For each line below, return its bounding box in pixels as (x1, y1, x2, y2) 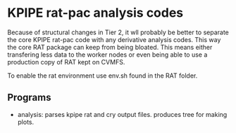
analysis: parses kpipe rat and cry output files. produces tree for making (17, 110, 228, 118)
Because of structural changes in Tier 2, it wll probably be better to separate (7, 28, 229, 36)
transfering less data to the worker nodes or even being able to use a (7, 50, 208, 59)
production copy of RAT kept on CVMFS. (7, 57, 125, 66)
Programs (7, 92, 51, 104)
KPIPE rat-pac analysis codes (7, 5, 184, 21)
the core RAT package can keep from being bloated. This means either (7, 43, 213, 51)
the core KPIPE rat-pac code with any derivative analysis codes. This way (7, 35, 221, 43)
